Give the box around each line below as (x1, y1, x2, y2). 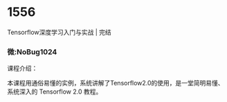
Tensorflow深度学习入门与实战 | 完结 (7, 28, 112, 36)
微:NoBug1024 (7, 46, 57, 56)
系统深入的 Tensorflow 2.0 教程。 (7, 87, 102, 96)
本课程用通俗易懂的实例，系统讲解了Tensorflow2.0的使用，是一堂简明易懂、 (7, 79, 224, 87)
